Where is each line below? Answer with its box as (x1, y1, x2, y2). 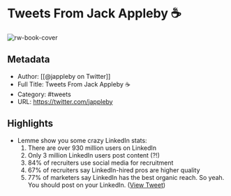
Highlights (7, 118, 54, 130)
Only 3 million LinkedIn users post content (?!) (27, 151, 161, 159)
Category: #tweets (17, 90, 71, 98)
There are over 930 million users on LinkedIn (27, 144, 157, 152)
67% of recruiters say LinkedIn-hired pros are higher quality (27, 165, 200, 174)
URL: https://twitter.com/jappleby (17, 97, 113, 105)
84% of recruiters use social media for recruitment (27, 158, 174, 167)
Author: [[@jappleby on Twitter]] (17, 72, 111, 80)
